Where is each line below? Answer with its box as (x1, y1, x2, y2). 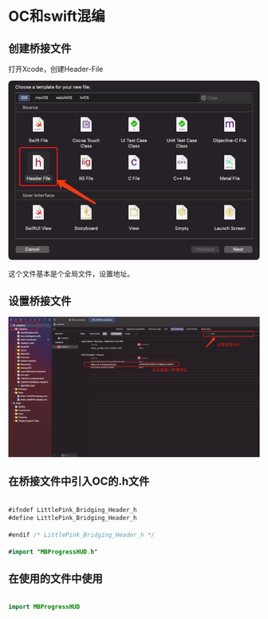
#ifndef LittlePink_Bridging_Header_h (8, 506, 137, 514)
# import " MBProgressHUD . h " (8, 548, 98, 556)
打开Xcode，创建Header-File (8, 65, 104, 73)
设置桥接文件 (8, 295, 72, 308)
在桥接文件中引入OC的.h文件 (8, 474, 150, 488)
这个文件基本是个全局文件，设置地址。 (8, 269, 134, 278)
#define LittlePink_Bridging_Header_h (8, 514, 137, 522)
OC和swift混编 (8, 7, 105, 26)
